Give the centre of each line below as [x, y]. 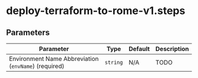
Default [139, 49]
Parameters [28, 33]
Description [172, 49]
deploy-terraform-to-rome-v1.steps [96, 11]
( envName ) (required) [37, 66]
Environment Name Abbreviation [54, 59]
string [114, 62]
